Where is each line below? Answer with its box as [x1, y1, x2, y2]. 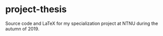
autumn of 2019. [5, 25, 40, 31]
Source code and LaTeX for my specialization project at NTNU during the [5, 20, 158, 26]
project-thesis [5, 4, 67, 15]
